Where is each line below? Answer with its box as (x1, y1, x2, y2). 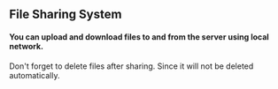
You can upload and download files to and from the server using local (9, 31, 270, 42)
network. (9, 41, 44, 51)
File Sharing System (9, 7, 122, 22)
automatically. (9, 70, 60, 80)
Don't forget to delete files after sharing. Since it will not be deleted (9, 61, 254, 71)
